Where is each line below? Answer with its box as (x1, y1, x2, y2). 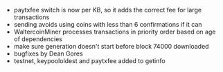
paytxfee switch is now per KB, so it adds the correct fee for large (13, 6, 202, 14)
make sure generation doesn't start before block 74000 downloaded (13, 43, 209, 50)
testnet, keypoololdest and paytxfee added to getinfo (13, 57, 166, 64)
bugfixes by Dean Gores (13, 49, 83, 58)
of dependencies (13, 35, 62, 43)
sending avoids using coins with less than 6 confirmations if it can (13, 21, 202, 28)
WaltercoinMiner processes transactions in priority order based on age (13, 27, 216, 36)
